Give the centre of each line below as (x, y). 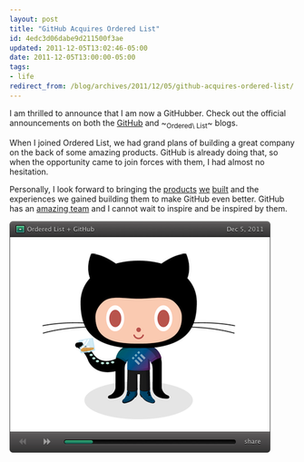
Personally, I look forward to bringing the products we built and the (134, 189)
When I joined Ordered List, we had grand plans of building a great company (152, 143)
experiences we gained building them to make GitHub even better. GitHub (147, 199)
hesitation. (29, 172)
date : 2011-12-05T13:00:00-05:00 (73, 58)
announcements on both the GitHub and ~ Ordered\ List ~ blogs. (124, 124)
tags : (20, 67)
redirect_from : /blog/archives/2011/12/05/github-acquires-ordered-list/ (152, 86)
